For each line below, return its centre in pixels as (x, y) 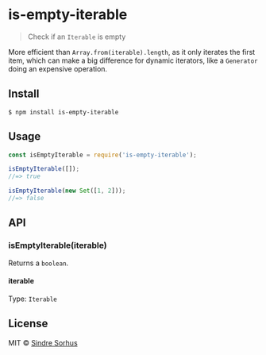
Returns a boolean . (39, 263)
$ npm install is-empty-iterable (64, 112)
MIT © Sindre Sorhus (43, 342)
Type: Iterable (33, 299)
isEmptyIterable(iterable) (58, 245)
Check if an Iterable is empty (77, 37)
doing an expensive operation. (58, 68)
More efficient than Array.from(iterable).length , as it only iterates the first (132, 52)
